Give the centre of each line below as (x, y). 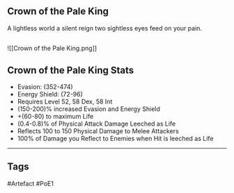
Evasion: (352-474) (45, 87)
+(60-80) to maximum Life (55, 117)
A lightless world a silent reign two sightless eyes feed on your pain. (105, 28)
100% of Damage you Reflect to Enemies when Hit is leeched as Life (115, 139)
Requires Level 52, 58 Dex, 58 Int (65, 102)
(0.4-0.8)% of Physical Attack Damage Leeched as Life (96, 124)
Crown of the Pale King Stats (71, 70)
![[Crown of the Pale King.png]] (52, 49)
